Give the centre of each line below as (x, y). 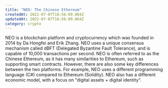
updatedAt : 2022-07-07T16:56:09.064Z (45, 19)
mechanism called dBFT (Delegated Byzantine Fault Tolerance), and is (78, 48)
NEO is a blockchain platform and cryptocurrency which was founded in (79, 38)
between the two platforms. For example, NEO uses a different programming (84, 70)
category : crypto (23, 24)
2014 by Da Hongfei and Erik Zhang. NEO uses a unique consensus (75, 43)
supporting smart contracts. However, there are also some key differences (82, 64)
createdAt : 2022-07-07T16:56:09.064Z (45, 14)
